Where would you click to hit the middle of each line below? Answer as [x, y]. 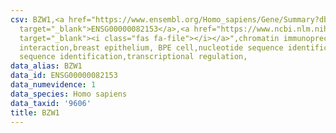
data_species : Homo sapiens [69, 94]
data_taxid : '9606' [51, 103]
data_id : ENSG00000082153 [64, 76]
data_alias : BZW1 [46, 66]
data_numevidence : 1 [53, 85]
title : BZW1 [35, 112]
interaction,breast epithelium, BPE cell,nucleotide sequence [151, 47]
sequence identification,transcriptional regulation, [133, 57]
